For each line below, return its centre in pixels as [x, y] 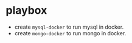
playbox [26, 10]
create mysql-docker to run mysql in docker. [69, 27]
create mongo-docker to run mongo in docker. [70, 33]
